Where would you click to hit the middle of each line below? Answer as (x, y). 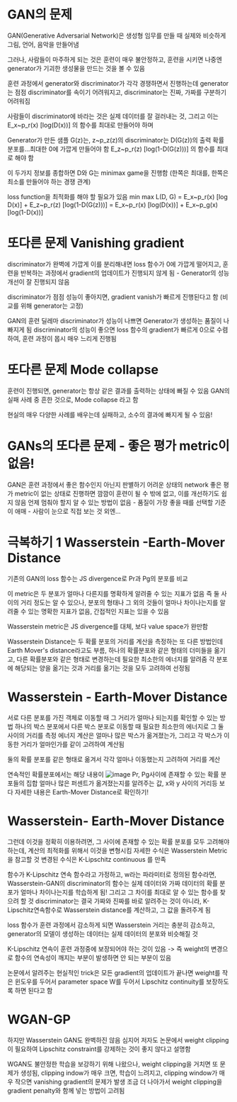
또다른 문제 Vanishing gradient (96, 243)
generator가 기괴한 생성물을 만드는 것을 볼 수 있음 (76, 68)
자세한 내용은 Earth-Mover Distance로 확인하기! (81, 792)
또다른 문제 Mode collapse (83, 370)
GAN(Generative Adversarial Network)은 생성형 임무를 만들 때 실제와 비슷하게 (117, 35)
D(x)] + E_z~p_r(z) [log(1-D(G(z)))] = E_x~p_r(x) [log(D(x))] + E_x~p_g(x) (112, 204)
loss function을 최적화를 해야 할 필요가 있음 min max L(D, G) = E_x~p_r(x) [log (118, 196)
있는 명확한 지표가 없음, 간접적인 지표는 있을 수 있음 (99, 611)
